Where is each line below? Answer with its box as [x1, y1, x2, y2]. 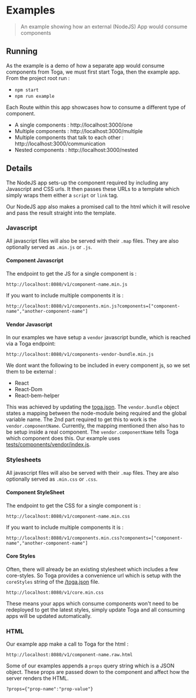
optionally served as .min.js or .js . [6, 243, 92, 250]
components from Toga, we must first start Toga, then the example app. [6, 68, 181, 75]
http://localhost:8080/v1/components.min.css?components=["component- [6, 535, 183, 541]
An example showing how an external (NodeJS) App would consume [20, 23, 188, 30]
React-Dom [14, 386, 43, 393]
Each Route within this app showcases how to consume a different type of [6, 104, 186, 111]
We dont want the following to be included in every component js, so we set [6, 362, 190, 369]
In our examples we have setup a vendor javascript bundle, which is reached [6, 334, 191, 341]
